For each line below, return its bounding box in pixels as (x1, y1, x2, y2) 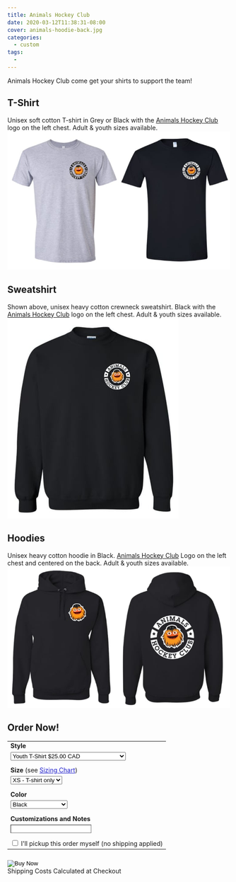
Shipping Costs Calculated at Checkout (7, 866, 122, 875)
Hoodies (7, 532, 45, 544)
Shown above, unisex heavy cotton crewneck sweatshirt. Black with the (7, 302, 216, 311)
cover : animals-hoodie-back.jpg (7, 26, 102, 33)
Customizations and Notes (10, 814, 90, 823)
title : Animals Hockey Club (7, 11, 90, 18)
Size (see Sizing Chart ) (10, 766, 78, 774)
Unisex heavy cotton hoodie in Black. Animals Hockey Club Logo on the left (7, 551, 227, 559)
